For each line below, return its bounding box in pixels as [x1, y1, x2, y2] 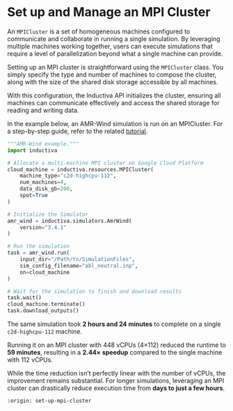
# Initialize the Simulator [7, 210, 89, 218]
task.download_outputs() [7, 307, 79, 314]
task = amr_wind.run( [7, 249, 70, 256]
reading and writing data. [7, 106, 79, 114]
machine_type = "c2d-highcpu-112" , [19, 172, 117, 180]
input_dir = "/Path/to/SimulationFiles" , [19, 256, 136, 263]
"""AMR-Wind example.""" [7, 140, 79, 147]
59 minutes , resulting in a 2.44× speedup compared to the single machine [7, 348, 223, 357]
